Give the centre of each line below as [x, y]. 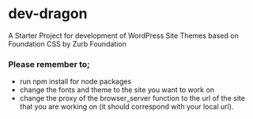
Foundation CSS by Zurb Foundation [67, 43]
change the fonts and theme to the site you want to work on [117, 90]
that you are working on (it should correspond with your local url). [126, 106]
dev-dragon [48, 14]
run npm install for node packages [76, 82]
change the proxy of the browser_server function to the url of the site [132, 99]
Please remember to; [49, 64]
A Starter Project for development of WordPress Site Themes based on [123, 35]
